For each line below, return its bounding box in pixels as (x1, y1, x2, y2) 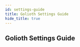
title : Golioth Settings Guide (5, 12, 69, 16)
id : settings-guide (5, 7, 45, 12)
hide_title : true (5, 16, 40, 21)
